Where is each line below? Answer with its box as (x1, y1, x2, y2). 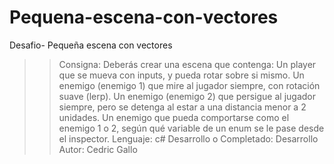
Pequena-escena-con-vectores (9, 6, 279, 29)
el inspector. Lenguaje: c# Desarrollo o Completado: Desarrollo (58, 132, 319, 145)
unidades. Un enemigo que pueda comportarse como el (58, 111, 290, 123)
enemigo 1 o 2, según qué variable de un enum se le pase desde (58, 122, 325, 134)
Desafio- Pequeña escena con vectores (9, 39, 173, 51)
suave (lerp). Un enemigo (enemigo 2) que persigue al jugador (58, 90, 316, 102)
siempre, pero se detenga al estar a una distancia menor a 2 (58, 101, 307, 113)
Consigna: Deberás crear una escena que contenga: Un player (58, 58, 317, 70)
